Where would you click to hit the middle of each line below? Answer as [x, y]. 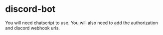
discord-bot [30, 9]
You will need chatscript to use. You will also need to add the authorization [81, 23]
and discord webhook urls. [33, 28]
